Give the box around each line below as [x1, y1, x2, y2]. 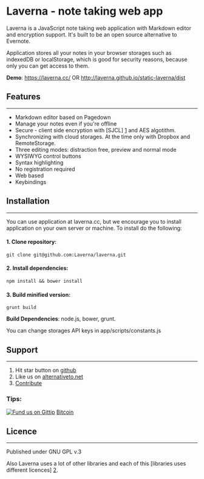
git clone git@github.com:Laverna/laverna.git [6, 252, 126, 258]
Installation [6, 196, 50, 207]
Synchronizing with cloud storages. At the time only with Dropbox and [15, 133, 190, 140]
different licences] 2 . [6, 466, 58, 474]
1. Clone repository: [6, 238, 57, 246]
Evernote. [6, 37, 30, 44]
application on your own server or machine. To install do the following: [6, 224, 182, 232]
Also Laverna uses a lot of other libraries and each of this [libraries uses [6, 460, 186, 467]
